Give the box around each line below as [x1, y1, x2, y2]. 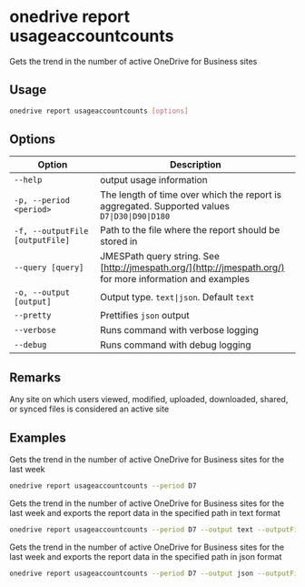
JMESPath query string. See [99, 250, 221, 263]
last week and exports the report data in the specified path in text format [9, 507, 281, 518]
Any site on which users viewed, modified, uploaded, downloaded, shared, [9, 394, 289, 405]
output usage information [99, 174, 208, 187]
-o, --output [14, 288, 71, 298]
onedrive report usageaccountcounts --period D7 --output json [9, 569, 254, 578]
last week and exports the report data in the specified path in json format [9, 551, 282, 562]
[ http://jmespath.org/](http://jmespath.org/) [99, 261, 285, 274]
